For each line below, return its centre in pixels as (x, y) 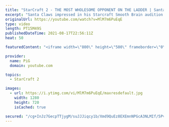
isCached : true (30, 107)
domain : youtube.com (31, 66)
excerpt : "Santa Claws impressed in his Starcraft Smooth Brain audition (84, 15)
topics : (13, 75)
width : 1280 (27, 98)
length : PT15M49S (23, 29)
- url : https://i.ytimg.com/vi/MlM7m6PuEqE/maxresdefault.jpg (76, 93)
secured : (14, 116)
